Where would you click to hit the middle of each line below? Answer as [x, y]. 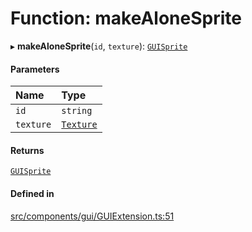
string [77, 111]
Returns [27, 150]
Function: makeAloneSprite [126, 18]
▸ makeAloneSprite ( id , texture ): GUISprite [99, 46]
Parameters [35, 69]
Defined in [32, 193]
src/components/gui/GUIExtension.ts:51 [92, 216]
